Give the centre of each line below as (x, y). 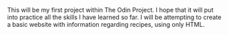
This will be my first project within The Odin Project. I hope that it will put (111, 10)
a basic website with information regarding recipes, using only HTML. (106, 24)
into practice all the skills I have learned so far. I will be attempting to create (114, 17)
